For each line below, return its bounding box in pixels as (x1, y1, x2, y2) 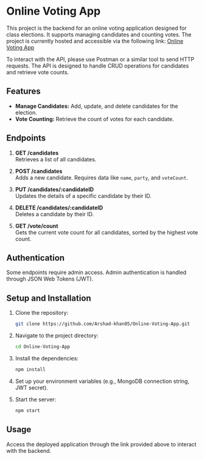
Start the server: (15, 396, 57, 403)
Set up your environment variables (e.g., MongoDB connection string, (15, 377, 190, 385)
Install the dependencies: (15, 354, 79, 362)
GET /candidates (15, 149, 59, 156)
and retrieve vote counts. (6, 68, 69, 75)
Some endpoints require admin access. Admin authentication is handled (6, 269, 187, 276)
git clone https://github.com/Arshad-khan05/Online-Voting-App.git (15, 321, 190, 327)
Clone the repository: (15, 309, 69, 317)
